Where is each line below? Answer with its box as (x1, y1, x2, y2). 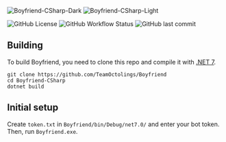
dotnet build (7, 83, 45, 90)
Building (7, 40, 43, 51)
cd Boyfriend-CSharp (7, 77, 66, 84)
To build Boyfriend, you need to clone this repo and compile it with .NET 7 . (7, 58, 216, 66)
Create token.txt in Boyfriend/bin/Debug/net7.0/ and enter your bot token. (7, 120, 220, 128)
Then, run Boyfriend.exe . (7, 127, 78, 135)
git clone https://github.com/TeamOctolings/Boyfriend (7, 71, 167, 78)
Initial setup (7, 102, 59, 113)
